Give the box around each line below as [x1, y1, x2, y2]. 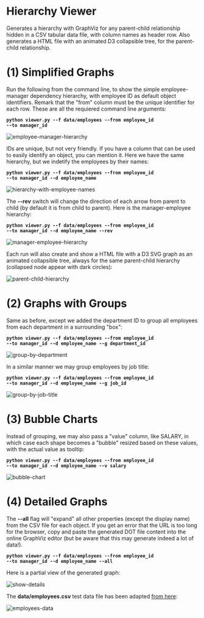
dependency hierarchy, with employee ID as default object [30, 92, 177, 99]
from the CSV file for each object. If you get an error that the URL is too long [6, 521, 198, 529]
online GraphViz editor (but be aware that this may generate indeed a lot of [6, 534, 194, 542]
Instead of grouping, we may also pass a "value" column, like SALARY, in [6, 432, 189, 440]
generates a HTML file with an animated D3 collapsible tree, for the [6, 37, 175, 45]
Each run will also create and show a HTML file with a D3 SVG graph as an [6, 250, 193, 257]
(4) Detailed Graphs [6, 495, 108, 509]
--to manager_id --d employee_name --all [6, 558, 113, 564]
